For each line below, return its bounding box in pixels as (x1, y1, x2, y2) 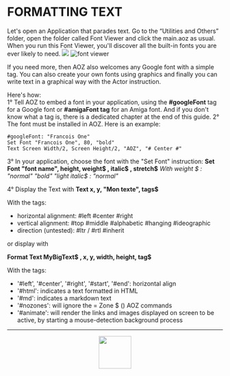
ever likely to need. (7, 49, 61, 58)
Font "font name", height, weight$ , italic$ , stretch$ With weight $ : (7, 164, 203, 172)
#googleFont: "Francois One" (7, 133, 90, 140)
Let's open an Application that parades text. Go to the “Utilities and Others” (7, 27, 219, 35)
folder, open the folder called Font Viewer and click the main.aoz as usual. (7, 34, 216, 42)
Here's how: (7, 91, 41, 99)
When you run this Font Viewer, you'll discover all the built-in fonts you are (7, 41, 217, 49)
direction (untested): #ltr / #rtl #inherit (16, 226, 125, 234)
